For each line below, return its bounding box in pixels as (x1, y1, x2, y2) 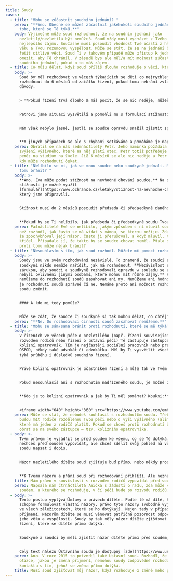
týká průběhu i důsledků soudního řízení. (19, 352, 112, 358)
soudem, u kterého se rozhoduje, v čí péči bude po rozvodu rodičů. (19, 487, 169, 493)
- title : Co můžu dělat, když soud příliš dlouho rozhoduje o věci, (10, 65, 160, 70)
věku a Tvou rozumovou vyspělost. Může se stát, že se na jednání (19, 46, 165, 51)
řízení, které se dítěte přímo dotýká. (19, 521, 105, 526)
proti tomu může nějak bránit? (19, 243, 86, 249)
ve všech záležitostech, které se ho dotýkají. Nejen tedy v (19, 507, 153, 512)
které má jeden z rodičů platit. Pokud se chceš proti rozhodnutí (19, 421, 165, 427)
